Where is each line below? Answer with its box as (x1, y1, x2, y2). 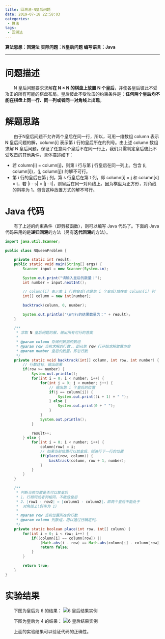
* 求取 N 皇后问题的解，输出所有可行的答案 (16, 330, 93, 335)
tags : (5, 26, 16, 30)
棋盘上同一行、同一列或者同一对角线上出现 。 (13, 97, 104, 103)
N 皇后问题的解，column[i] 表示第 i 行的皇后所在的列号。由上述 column (5, 139, 149, 145)
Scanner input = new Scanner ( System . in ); (23, 266, 109, 272)
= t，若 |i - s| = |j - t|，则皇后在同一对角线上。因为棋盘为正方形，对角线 (12, 180, 157, 187)
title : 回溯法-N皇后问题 (5, 7, 51, 12)
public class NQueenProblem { (5, 248, 67, 253)
